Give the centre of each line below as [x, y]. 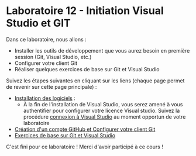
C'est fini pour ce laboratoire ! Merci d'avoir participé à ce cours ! [85, 147]
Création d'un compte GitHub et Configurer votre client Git [85, 129]
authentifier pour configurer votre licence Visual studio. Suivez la [102, 110]
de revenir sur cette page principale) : [51, 86]
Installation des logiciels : [45, 98]
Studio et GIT [39, 23]
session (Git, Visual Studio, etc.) [53, 57]
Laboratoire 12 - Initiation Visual [85, 11]
